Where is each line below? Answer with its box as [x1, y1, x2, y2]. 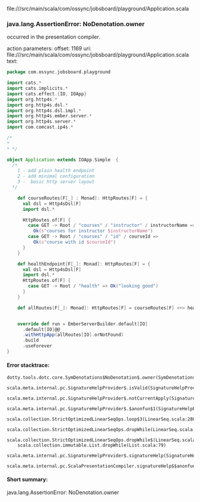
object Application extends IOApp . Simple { [7, 157, 119, 163]
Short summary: [7, 476, 48, 483]
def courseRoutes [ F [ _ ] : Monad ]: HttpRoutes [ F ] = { [17, 195, 148, 201]
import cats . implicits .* [7, 86, 68, 92]
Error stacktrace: [7, 361, 50, 369]
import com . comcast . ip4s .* [7, 124, 74, 130]
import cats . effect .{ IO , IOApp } [7, 91, 87, 97]
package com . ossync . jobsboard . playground [7, 69, 111, 75]
